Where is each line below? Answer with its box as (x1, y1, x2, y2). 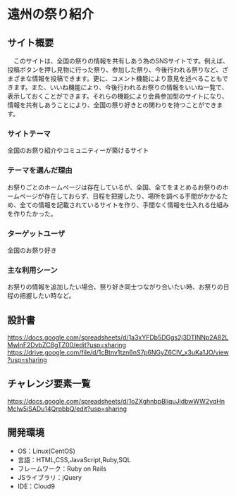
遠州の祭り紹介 (7, 6, 94, 23)
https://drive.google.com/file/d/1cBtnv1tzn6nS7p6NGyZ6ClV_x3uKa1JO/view (7, 348, 229, 356)
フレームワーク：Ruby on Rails (17, 464, 107, 473)
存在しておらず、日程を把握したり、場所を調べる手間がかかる (44, 192, 222, 200)
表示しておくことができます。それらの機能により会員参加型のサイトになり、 (7, 92, 228, 100)
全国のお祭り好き (7, 246, 57, 254)
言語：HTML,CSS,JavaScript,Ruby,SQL (17, 455, 132, 464)
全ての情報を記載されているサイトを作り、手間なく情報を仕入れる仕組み (19, 200, 230, 209)
